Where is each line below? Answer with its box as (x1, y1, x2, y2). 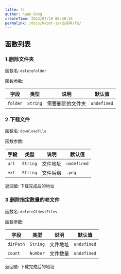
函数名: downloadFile (5, 128, 47, 134)
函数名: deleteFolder (5, 68, 47, 73)
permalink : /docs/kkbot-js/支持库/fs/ (5, 20, 82, 26)
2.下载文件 (5, 116, 30, 123)
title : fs (5, 7, 25, 12)
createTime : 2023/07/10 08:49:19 (5, 16, 73, 21)
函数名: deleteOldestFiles (5, 208, 57, 214)
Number (30, 250, 45, 256)
